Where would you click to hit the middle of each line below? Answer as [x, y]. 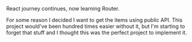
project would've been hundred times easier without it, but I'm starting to [96, 26]
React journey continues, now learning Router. [63, 9]
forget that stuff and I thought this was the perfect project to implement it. [97, 33]
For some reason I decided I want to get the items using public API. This [95, 20]
